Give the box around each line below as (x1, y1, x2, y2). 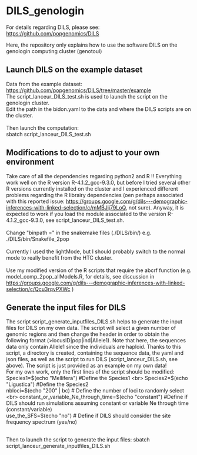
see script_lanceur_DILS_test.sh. (45, 217, 125, 224)
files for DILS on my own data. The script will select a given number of (6, 325, 176, 332)
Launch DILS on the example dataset (6, 65, 143, 75)
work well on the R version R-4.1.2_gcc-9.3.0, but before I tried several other (6, 179, 191, 186)
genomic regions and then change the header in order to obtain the (6, 330, 169, 338)
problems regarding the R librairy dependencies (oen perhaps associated (6, 191, 183, 198)
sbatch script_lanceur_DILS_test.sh (6, 130, 91, 138)
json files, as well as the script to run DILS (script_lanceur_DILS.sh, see (6, 356, 178, 363)
